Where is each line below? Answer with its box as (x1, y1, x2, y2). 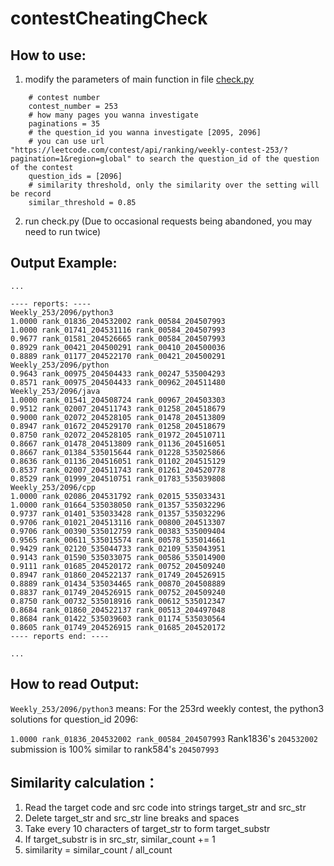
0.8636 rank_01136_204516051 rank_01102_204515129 (10, 456, 226, 466)
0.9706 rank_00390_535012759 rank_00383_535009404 (10, 526, 226, 536)
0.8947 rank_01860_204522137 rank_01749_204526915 (10, 570, 226, 580)
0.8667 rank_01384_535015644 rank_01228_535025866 (10, 447, 226, 457)
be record (10, 189, 52, 199)
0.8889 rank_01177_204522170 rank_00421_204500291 (10, 351, 226, 361)
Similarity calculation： (10, 775, 159, 792)
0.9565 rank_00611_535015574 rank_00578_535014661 (10, 535, 226, 545)
